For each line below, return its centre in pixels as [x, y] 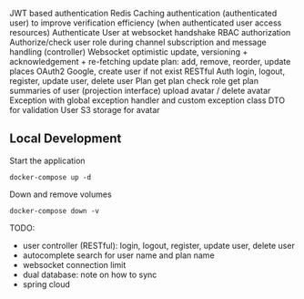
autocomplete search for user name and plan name [119, 255]
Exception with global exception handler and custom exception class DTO [147, 100]
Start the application [47, 160]
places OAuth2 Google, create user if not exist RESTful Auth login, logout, [147, 71]
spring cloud [46, 284]
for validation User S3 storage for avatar [85, 110]
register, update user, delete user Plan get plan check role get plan [134, 81]
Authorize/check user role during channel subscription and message [138, 42]
